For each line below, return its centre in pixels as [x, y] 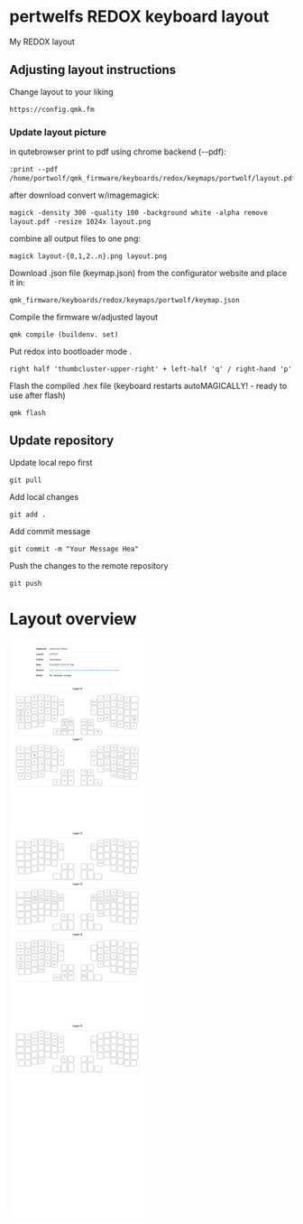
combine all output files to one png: [75, 239]
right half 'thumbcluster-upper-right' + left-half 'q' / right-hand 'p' [151, 369]
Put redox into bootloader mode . [71, 352]
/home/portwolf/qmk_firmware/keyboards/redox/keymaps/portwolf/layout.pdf [153, 179]
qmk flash [28, 413]
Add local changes [44, 496]
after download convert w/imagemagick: [84, 195]
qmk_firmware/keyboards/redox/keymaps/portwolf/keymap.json [125, 301]
